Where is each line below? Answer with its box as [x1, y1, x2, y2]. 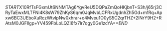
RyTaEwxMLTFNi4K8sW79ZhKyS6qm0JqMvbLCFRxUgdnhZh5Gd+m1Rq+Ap [5, 9, 163, 15]
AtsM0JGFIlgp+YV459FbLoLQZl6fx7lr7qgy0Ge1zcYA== [5, 20, 119, 26]
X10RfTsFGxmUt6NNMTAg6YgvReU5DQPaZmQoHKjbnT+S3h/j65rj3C [19, 4, 162, 10]
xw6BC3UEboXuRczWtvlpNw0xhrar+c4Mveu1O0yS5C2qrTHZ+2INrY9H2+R [5, 15, 162, 20]
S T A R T [5, 4, 19, 10]
